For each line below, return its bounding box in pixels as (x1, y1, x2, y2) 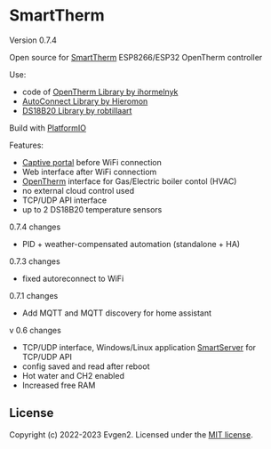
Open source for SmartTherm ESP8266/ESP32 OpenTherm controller (9, 52, 263, 62)
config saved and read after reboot (21, 361, 150, 372)
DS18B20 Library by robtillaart (21, 105, 132, 116)
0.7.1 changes (9, 290, 59, 301)
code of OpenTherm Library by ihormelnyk (21, 86, 179, 97)
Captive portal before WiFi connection (21, 156, 162, 167)
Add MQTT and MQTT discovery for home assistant (21, 308, 211, 318)
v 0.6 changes (9, 325, 62, 335)
